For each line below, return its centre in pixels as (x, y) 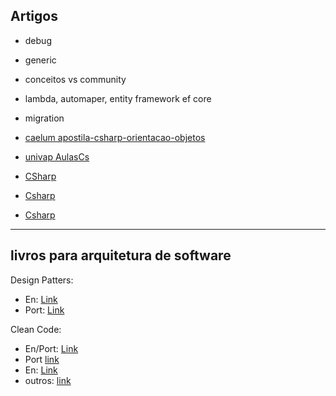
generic (40, 60)
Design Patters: (42, 280)
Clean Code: (36, 329)
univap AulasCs (57, 156)
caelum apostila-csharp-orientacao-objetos (115, 137)
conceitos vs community (75, 79)
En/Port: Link (51, 348)
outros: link (48, 380)
